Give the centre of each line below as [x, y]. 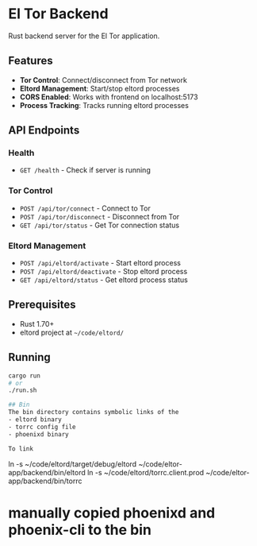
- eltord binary [35, 420]
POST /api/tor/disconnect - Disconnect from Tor [100, 216]
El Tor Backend [58, 14]
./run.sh [23, 390]
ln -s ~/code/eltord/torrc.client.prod [146, 472]
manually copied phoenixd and [112, 513]
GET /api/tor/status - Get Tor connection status [100, 225]
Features [31, 61]
